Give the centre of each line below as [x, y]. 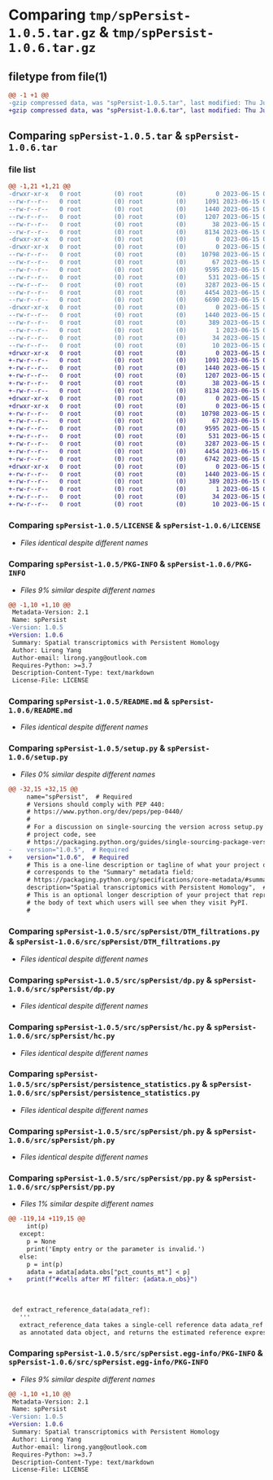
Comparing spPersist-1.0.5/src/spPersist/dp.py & [110, 980]
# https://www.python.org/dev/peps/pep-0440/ [105, 812]
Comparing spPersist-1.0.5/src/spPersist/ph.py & [110, 1131]
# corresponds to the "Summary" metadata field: [110, 873]
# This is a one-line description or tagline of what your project [143, 865]
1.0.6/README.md [41, 711]
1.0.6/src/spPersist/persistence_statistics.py [104, 1093]
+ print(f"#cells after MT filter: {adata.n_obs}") [103, 1280]
